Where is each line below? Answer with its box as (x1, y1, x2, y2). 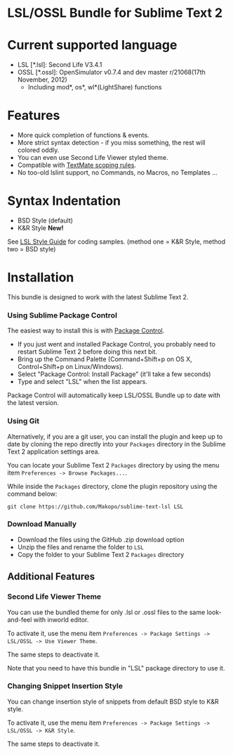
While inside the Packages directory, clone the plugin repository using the (7, 482, 218, 490)
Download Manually (7, 519, 77, 529)
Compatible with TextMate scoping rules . (17, 161, 137, 170)
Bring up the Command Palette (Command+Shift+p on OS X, (17, 355, 193, 363)
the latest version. (7, 399, 60, 407)
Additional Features (7, 570, 95, 582)
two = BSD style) (7, 245, 56, 253)
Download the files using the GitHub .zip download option (17, 535, 185, 544)
